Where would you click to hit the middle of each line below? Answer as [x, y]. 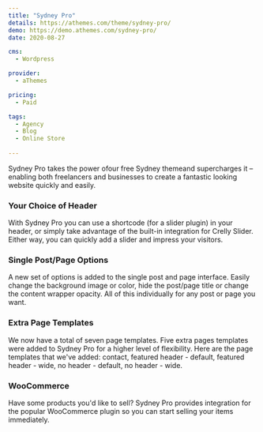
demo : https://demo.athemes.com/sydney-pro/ [83, 30]
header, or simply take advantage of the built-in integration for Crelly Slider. [131, 231]
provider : [24, 73]
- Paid [26, 102]
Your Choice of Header [53, 205]
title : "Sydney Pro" [42, 15]
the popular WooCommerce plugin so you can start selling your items [121, 411]
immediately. [29, 420]
